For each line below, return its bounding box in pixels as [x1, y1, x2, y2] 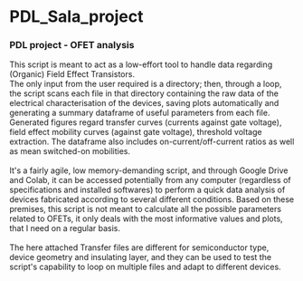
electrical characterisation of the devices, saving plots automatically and [9, 98, 279, 109]
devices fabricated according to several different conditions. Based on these [9, 194, 295, 205]
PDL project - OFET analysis [9, 39, 135, 52]
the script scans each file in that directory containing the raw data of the [9, 88, 279, 99]
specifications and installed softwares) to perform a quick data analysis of [9, 184, 286, 196]
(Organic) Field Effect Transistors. [9, 69, 136, 80]
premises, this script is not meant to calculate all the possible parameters [9, 204, 282, 215]
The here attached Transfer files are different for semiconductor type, [9, 242, 270, 253]
